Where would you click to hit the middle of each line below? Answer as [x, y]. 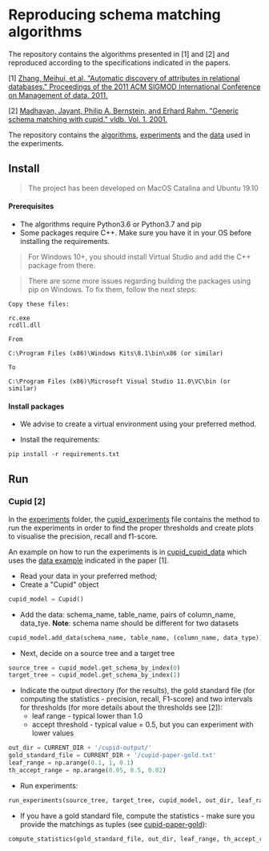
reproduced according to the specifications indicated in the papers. [119, 63]
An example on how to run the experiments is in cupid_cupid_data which [127, 552]
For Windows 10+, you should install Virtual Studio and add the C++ [139, 257]
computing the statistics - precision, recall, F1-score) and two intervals [136, 699]
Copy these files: [39, 304]
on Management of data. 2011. [58, 95]
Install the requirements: [60, 440]
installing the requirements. [65, 241]
